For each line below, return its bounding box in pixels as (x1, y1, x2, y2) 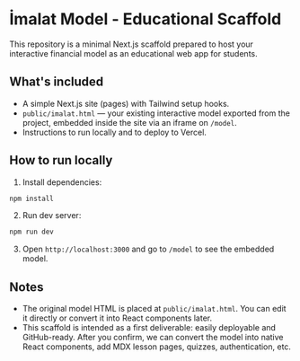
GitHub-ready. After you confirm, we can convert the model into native (22, 332, 285, 343)
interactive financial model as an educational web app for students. (9, 48, 258, 58)
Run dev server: (22, 210, 82, 221)
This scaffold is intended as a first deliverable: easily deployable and (22, 322, 277, 333)
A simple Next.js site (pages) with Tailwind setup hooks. (22, 98, 230, 109)
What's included (9, 75, 104, 90)
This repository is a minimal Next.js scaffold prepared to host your (9, 39, 254, 49)
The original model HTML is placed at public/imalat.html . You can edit (22, 304, 287, 314)
